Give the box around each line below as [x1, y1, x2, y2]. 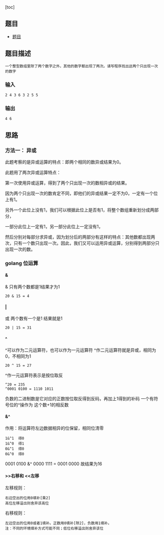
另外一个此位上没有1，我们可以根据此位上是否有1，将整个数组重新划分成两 [5, 207, 155, 213]
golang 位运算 [5, 260, 38, 267]
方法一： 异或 [5, 147, 37, 154]
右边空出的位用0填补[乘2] [5, 495, 50, 501]
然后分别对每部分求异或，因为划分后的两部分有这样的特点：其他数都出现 [5, 234, 151, 240]
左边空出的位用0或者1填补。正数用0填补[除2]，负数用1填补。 [5, 521, 112, 526]
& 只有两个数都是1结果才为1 [5, 284, 60, 290]
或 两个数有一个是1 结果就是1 [5, 316, 63, 322]
